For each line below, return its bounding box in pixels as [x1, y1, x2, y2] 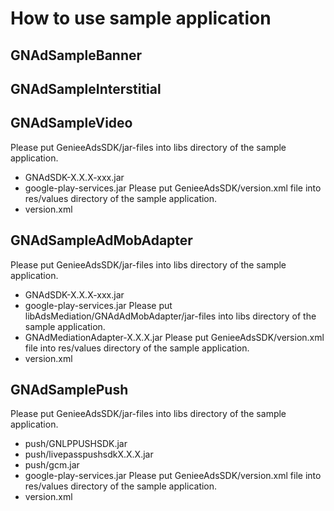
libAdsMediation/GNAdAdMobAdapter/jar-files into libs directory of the [24, 310, 317, 322]
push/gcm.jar [24, 459, 80, 471]
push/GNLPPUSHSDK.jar [24, 438, 128, 450]
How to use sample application [10, 7, 272, 30]
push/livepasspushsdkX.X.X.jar [24, 448, 154, 461]
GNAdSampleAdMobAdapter [10, 232, 193, 249]
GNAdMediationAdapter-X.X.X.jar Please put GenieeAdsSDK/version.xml [24, 331, 325, 343]
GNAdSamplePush [10, 381, 129, 398]
